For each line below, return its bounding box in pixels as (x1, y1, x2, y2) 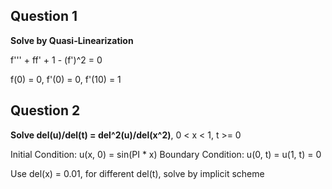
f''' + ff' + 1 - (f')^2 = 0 (10, 54, 103, 66)
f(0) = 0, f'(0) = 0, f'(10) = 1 (10, 73, 122, 85)
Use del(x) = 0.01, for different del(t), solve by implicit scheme (10, 167, 265, 179)
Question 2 (10, 102, 81, 119)
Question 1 (10, 8, 78, 25)
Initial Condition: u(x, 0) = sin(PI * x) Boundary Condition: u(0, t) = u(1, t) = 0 (10, 148, 322, 160)
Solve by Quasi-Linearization (10, 34, 134, 46)
